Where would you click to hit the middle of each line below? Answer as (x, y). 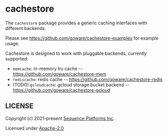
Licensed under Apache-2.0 (35, 128)
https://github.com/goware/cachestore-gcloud (61, 90)
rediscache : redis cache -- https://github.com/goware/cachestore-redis (88, 79)
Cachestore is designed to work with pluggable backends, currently (76, 53)
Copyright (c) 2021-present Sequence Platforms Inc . (60, 118)
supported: (17, 58)
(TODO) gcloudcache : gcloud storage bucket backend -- (71, 85)
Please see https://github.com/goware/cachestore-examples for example (82, 38)
